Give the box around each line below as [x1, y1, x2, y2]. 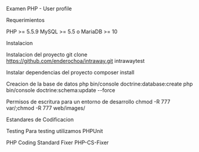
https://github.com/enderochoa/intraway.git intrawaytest [6, 58, 145, 64]
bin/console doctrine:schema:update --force [6, 87, 116, 94]
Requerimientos [6, 17, 45, 23]
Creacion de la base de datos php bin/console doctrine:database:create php [6, 80, 193, 87]
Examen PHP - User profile [6, 5, 72, 12]
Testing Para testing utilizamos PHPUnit [6, 128, 103, 134]
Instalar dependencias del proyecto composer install [6, 69, 135, 76]
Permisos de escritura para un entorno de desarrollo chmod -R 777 [6, 98, 170, 105]
